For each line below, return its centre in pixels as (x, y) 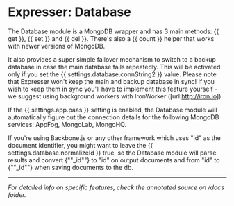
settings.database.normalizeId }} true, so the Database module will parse (112, 153)
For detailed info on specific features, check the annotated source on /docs (116, 187)
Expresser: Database (69, 12)
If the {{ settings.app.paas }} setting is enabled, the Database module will (112, 110)
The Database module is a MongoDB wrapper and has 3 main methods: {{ (114, 31)
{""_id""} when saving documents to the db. (71, 167)
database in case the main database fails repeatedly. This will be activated (114, 67)
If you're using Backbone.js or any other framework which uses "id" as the (114, 138)
